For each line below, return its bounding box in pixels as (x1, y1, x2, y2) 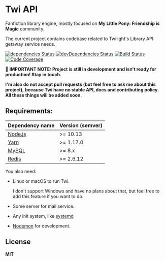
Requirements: (5, 107, 53, 115)
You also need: (5, 168, 37, 174)
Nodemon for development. (12, 222, 71, 229)
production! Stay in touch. (5, 71, 62, 77)
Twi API (5, 4, 38, 15)
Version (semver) (59, 122, 103, 129)
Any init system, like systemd (12, 213, 74, 219)
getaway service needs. (5, 41, 56, 47)
